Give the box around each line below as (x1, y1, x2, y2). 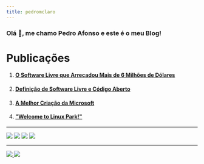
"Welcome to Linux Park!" (15, 113, 83, 120)
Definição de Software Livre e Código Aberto (15, 85, 131, 93)
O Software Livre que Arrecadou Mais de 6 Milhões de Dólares (15, 71, 175, 79)
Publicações (6, 51, 70, 65)
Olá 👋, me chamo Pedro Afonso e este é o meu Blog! (6, 28, 162, 37)
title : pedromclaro (6, 8, 56, 15)
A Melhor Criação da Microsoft (15, 99, 95, 107)
